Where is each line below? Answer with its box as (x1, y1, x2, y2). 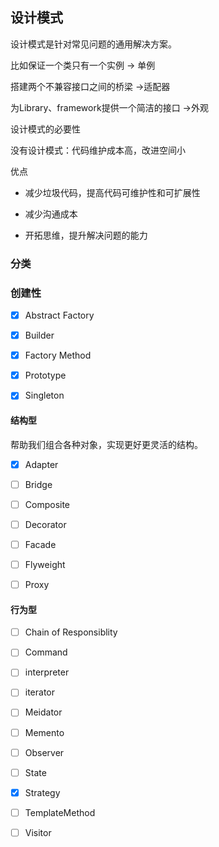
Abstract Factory (24, 309, 95, 322)
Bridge (24, 478, 53, 490)
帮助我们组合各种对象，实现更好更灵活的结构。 (10, 438, 203, 450)
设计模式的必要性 (10, 123, 81, 135)
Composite (24, 498, 71, 510)
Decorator (24, 518, 67, 530)
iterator (24, 686, 56, 698)
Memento (24, 726, 65, 738)
